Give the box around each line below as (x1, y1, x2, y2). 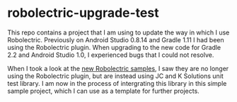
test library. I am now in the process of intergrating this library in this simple (7, 79, 227, 87)
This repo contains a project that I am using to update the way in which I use (7, 28, 230, 37)
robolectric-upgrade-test (7, 5, 159, 21)
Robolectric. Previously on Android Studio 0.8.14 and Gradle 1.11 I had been (7, 35, 224, 44)
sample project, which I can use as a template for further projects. (7, 87, 200, 95)
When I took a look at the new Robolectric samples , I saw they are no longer (7, 64, 229, 72)
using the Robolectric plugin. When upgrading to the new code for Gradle (7, 43, 221, 51)
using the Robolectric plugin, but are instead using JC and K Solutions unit (7, 72, 224, 80)
